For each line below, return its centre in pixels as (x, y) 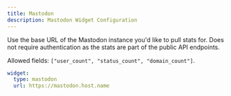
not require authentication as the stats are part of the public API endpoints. (113, 47)
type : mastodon (35, 79)
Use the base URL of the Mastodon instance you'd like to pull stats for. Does (116, 39)
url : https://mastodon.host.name (62, 86)
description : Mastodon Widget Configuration (72, 20)
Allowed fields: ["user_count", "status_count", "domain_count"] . (101, 60)
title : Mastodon (30, 13)
